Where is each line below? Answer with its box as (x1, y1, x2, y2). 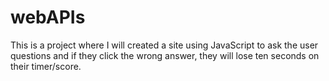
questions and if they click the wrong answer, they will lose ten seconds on (10, 49, 320, 61)
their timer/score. (10, 60, 82, 72)
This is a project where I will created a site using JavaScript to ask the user (10, 39, 319, 51)
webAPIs (10, 6, 86, 29)
